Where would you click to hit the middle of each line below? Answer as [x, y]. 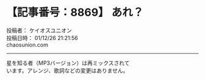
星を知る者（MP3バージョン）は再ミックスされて [68, 63]
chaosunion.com [27, 45]
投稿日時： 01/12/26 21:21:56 [42, 38]
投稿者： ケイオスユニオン [39, 30]
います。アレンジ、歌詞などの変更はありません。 [67, 70]
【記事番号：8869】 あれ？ [75, 12]
